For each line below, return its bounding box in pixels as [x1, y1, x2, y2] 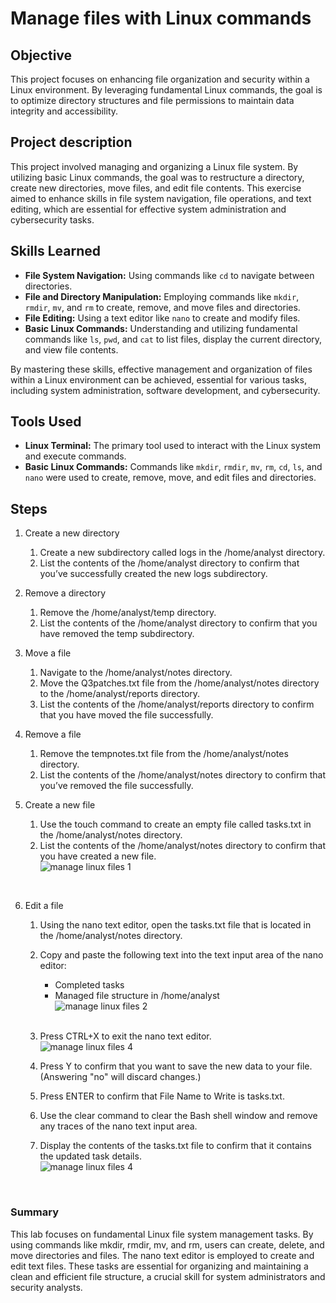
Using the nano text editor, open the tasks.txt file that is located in [39, 919, 312, 931]
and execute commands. [24, 450, 127, 462]
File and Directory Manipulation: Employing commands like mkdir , [24, 290, 300, 302]
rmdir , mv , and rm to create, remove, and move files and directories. [24, 301, 301, 313]
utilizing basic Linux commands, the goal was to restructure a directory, [10, 171, 305, 183]
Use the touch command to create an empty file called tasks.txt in [39, 818, 312, 831]
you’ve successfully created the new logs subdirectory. [39, 568, 268, 580]
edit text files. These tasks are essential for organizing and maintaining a [10, 1260, 309, 1272]
